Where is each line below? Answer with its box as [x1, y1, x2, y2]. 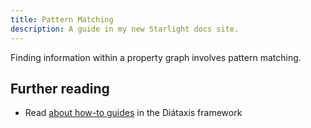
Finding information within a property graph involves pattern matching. [10, 51, 302, 63]
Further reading [10, 80, 110, 97]
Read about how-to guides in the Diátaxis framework [24, 107, 243, 119]
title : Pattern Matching [10, 14, 114, 25]
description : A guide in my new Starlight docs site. [10, 24, 240, 34]
